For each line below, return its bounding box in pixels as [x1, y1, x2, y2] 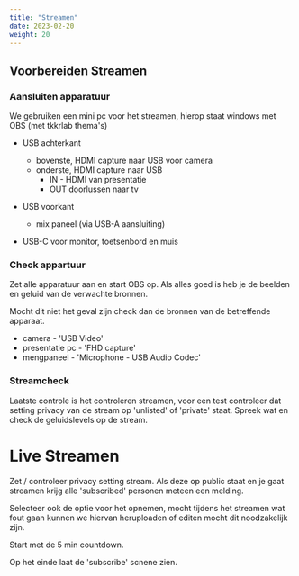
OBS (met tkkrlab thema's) [9, 121, 108, 131]
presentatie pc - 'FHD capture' [22, 343, 137, 354]
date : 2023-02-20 [9, 22, 75, 31]
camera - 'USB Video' [22, 333, 104, 344]
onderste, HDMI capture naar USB [35, 165, 163, 175]
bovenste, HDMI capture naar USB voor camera [35, 155, 213, 166]
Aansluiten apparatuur [9, 90, 111, 103]
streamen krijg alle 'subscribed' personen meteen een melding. [9, 485, 245, 496]
